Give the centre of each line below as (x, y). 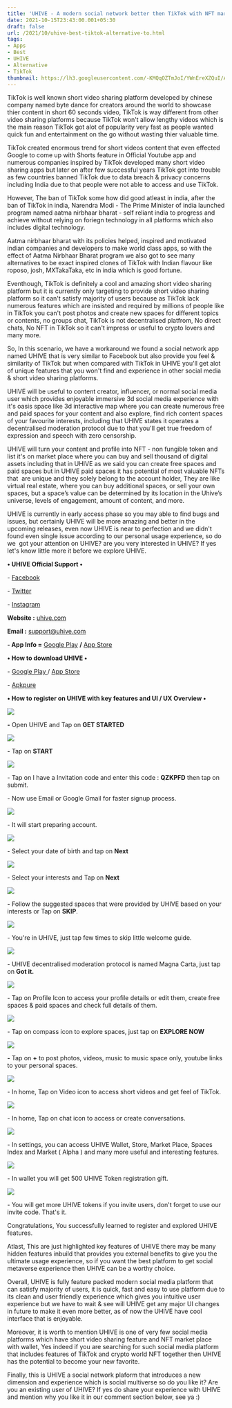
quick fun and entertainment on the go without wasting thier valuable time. (113, 134)
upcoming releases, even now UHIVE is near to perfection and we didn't (110, 529)
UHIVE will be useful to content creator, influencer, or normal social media (112, 391)
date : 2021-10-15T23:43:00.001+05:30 (61, 20)
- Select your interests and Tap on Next (63, 877)
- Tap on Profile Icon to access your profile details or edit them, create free (114, 998)
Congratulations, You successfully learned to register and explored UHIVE (112, 1226)
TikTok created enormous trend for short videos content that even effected (114, 148)
